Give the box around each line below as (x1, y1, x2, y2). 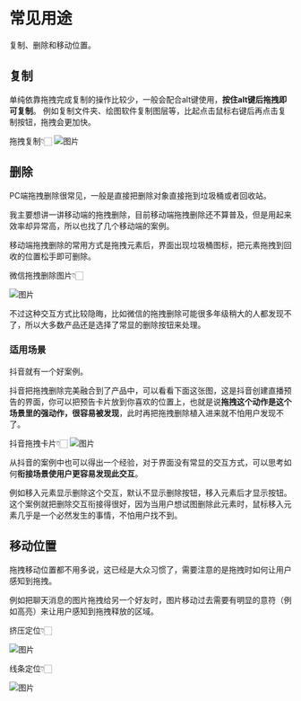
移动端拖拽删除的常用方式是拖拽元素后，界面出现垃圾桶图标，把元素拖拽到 (9, 239, 284, 250)
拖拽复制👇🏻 (9, 136, 53, 146)
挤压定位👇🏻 (9, 625, 53, 635)
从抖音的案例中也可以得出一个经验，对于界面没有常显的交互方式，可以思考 (9, 457, 284, 467)
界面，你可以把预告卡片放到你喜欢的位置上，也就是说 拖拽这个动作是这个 (24, 396, 292, 407)
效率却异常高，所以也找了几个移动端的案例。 (9, 220, 175, 231)
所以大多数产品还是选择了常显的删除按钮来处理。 (24, 319, 206, 330)
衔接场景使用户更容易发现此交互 (17, 468, 135, 479)
